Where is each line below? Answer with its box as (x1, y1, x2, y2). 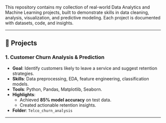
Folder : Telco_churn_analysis (12, 107, 73, 113)
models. (12, 81, 29, 87)
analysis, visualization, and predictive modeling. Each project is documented (5, 15, 161, 20)
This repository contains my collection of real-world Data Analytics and (5, 4, 150, 10)
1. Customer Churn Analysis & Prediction (5, 54, 105, 61)
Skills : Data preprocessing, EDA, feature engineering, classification (12, 75, 149, 81)
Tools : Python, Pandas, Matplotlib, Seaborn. (12, 86, 102, 92)
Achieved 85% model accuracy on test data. (19, 97, 112, 103)
